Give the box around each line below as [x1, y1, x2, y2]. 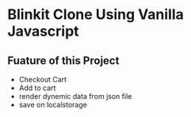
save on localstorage [18, 100, 88, 109]
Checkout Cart [18, 75, 67, 84]
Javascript [7, 22, 80, 40]
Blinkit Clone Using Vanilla [7, 6, 184, 24]
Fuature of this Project [7, 54, 120, 67]
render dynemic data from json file [18, 92, 132, 100]
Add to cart [18, 83, 56, 92]
